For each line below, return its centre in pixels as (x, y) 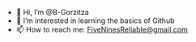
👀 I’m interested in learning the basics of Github (96, 21)
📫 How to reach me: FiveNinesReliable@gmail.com (102, 29)
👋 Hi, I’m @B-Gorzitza (52, 12)
